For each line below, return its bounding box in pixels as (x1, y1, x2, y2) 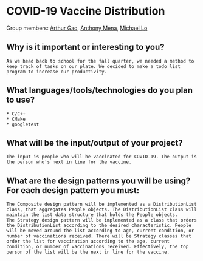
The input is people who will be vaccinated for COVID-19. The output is (6, 154, 198, 160)
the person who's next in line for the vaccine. (6, 159, 132, 165)
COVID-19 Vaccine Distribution (6, 4, 165, 18)
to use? (6, 95, 35, 105)
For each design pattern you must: (6, 185, 140, 195)
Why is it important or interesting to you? (6, 42, 165, 52)
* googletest (6, 121, 40, 127)
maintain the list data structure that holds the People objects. (6, 212, 178, 218)
